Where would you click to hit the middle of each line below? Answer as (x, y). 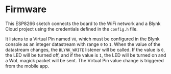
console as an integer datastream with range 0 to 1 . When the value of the (83, 44)
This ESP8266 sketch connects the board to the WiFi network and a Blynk (83, 23)
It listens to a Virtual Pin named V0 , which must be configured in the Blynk (82, 39)
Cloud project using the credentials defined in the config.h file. (71, 29)
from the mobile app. (27, 66)
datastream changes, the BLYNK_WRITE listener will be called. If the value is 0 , (85, 50)
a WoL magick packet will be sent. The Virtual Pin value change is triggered (85, 60)
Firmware (26, 9)
